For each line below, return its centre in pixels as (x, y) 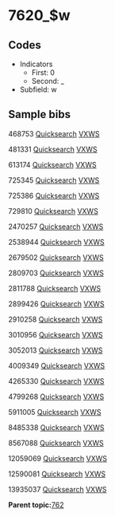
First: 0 (43, 73)
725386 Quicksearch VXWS (54, 195)
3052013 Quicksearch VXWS (56, 350)
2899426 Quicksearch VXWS (56, 304)
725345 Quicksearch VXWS (54, 180)
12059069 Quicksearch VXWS (58, 458)
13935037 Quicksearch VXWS (57, 489)
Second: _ (48, 81)
